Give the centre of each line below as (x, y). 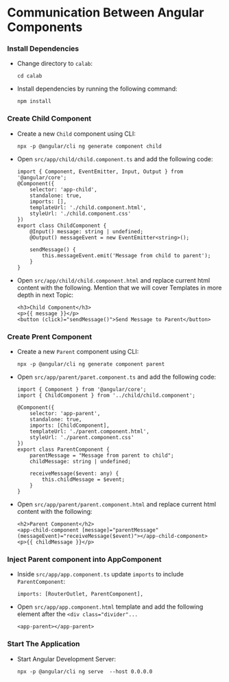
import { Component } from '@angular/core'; (82, 390)
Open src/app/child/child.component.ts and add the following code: (115, 158)
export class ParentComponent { (63, 450)
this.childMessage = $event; (84, 480)
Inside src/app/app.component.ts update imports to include (100, 574)
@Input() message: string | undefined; (87, 231)
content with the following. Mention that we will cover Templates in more (119, 287)
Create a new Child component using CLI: (76, 133)
